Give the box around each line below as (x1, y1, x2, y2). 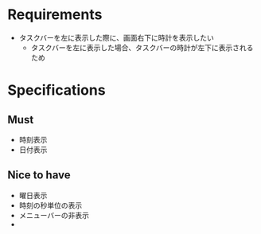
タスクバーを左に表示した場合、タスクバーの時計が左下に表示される (30, 42, 254, 53)
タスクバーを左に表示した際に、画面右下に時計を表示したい (18, 33, 214, 42)
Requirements (7, 6, 103, 24)
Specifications (7, 81, 106, 99)
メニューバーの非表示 (18, 210, 89, 220)
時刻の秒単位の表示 (18, 201, 83, 210)
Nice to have (7, 169, 71, 182)
